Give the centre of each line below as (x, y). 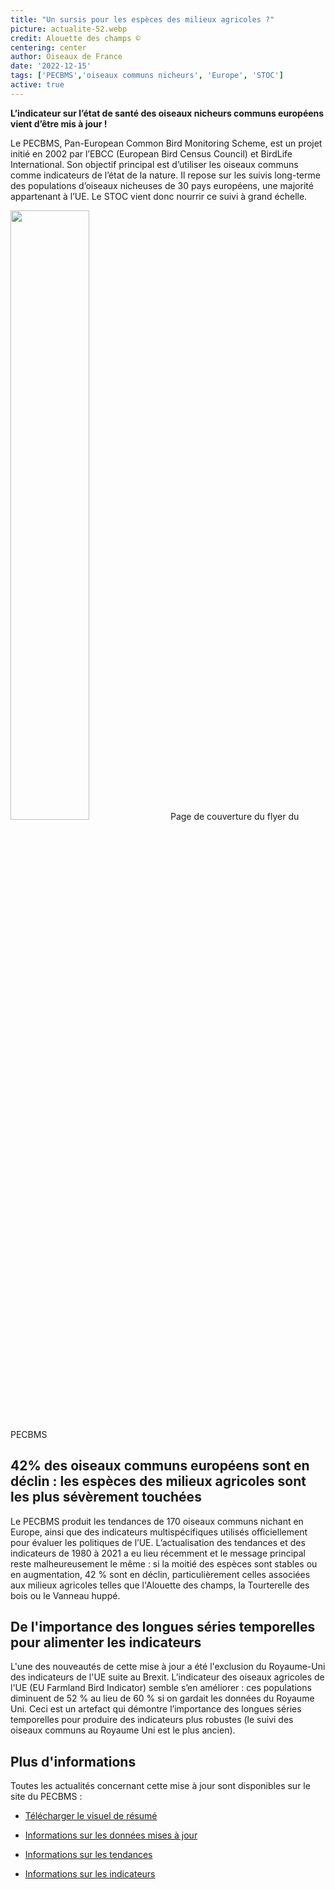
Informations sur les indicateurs (90, 1874)
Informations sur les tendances (88, 1855)
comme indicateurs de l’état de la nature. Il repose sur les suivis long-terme (165, 175)
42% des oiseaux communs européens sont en (160, 1466)
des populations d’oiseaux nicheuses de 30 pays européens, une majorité (162, 185)
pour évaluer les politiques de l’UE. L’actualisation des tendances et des (158, 1542)
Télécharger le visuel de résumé (91, 1816)
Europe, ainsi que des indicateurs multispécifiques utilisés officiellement (159, 1532)
